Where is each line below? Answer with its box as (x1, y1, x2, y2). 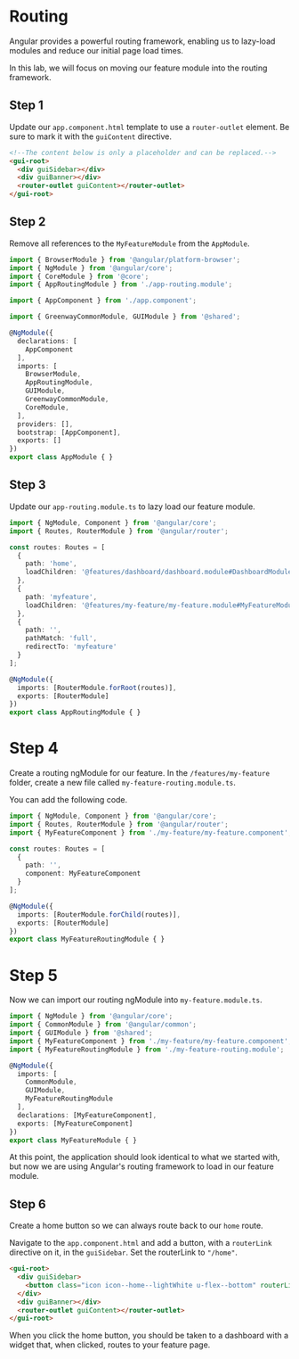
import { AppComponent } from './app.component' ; (9, 296, 198, 305)
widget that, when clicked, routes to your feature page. (9, 1339, 211, 1350)
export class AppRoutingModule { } (9, 708, 141, 717)
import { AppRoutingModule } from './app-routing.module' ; (9, 280, 233, 289)
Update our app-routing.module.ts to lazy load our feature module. (9, 501, 255, 512)
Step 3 (9, 477, 46, 492)
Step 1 (9, 98, 44, 113)
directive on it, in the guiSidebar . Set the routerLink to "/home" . (9, 1247, 238, 1258)
